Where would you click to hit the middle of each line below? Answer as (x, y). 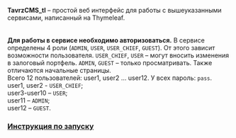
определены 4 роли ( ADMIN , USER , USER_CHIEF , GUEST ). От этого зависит (111, 48)
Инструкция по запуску (51, 126)
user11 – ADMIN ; (29, 100)
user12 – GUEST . (29, 108)
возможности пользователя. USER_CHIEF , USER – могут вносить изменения (118, 55)
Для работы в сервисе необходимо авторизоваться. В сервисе (106, 40)
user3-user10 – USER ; (38, 93)
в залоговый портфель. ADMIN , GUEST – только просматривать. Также (110, 63)
